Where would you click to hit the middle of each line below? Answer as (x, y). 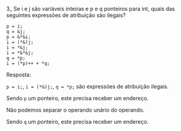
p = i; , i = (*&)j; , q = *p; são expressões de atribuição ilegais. (87, 86)
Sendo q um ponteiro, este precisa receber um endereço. (77, 122)
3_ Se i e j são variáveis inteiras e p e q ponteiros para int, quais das (91, 9)
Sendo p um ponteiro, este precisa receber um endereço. (77, 98)
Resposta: (19, 75)
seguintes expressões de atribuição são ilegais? (66, 15)
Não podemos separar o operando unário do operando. (75, 110)
